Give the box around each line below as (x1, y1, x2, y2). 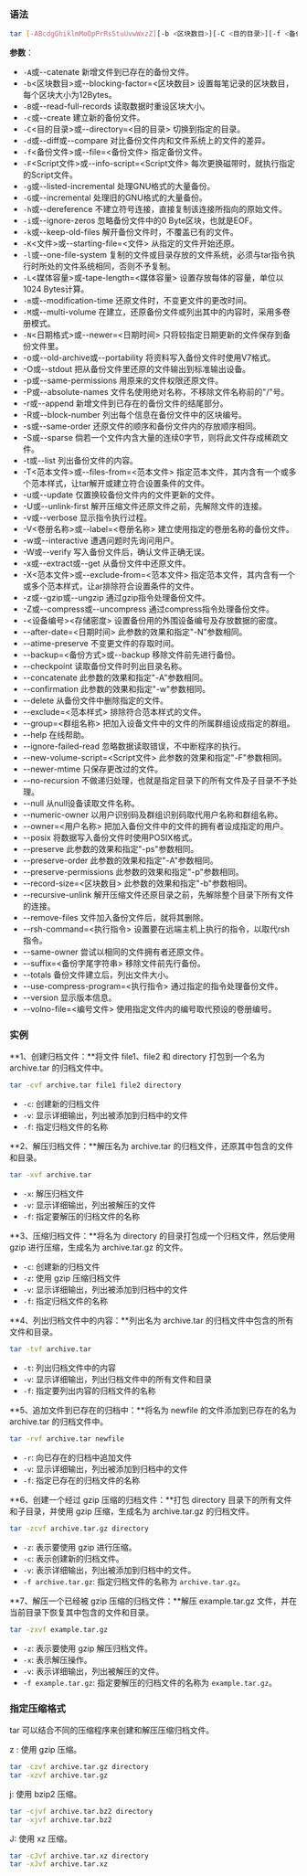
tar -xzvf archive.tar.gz (9, 1771, 108, 1780)
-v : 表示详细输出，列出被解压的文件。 (22, 1666, 164, 1677)
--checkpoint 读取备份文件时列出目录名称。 (22, 661, 187, 672)
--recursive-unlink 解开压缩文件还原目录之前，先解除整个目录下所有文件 (22, 890, 294, 901)
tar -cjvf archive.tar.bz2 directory (9, 1807, 153, 1816)
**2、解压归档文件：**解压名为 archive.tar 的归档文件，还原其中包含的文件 (9, 1141, 294, 1152)
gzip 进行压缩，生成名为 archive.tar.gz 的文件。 (9, 1242, 188, 1253)
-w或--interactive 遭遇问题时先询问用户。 (22, 535, 179, 546)
